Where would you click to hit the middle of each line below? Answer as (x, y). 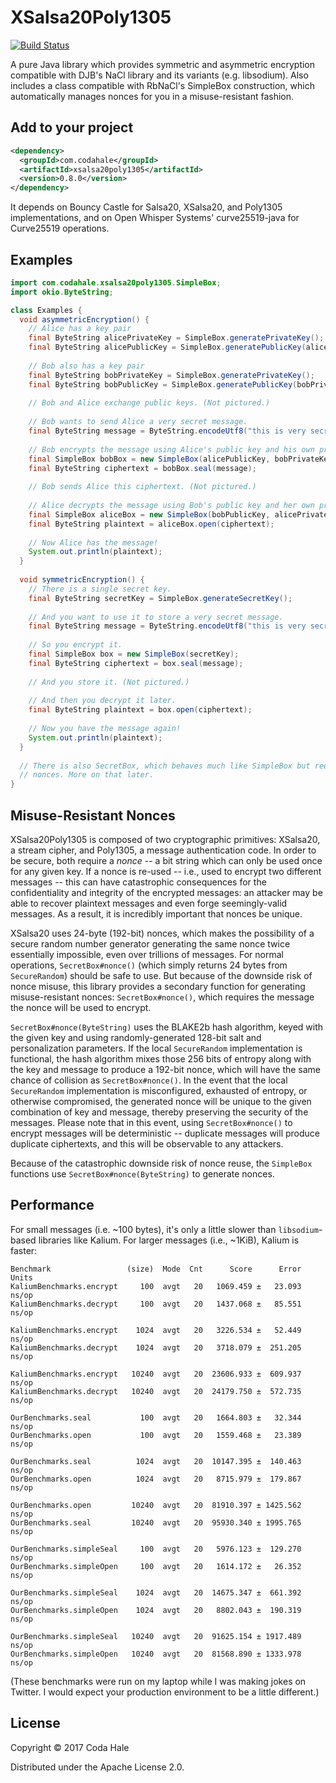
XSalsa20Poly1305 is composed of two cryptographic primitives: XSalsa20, (165, 839)
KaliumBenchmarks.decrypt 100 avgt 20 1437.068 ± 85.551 (156, 1304)
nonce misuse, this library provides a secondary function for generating (158, 986)
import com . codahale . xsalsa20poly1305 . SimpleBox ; (116, 282)
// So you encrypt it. (75, 645)
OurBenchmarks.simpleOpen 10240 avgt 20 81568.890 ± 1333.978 (156, 1654)
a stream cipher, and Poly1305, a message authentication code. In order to (163, 850)
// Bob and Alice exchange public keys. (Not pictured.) (149, 403)
